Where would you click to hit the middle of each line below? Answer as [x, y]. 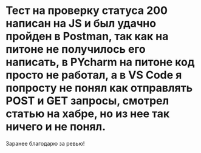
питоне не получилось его [76, 49]
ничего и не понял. [56, 127]
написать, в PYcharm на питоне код [100, 62]
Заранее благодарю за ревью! [45, 143]
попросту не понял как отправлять [99, 88]
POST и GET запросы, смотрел [87, 101]
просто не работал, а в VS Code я [94, 75]
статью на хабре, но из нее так [88, 114]
